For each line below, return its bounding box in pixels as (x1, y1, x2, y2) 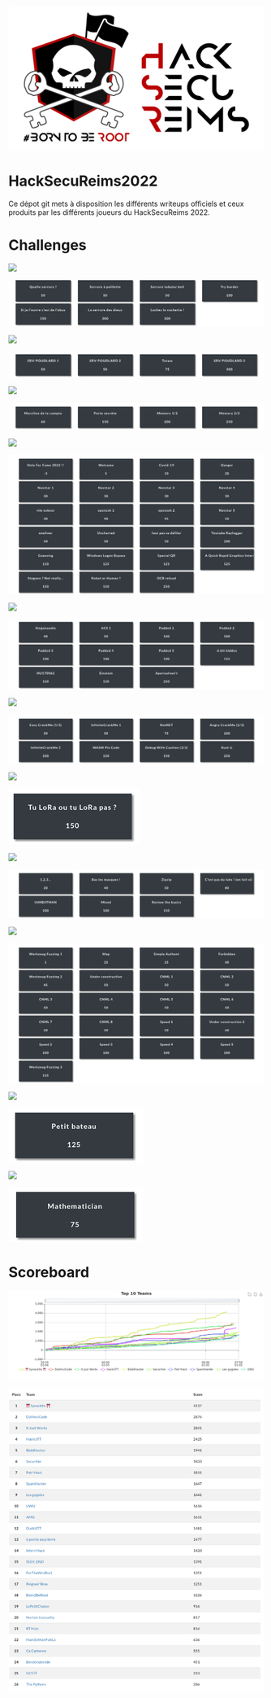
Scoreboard (8, 1263, 90, 1282)
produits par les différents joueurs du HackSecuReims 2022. (8, 207, 211, 217)
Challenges (8, 236, 87, 255)
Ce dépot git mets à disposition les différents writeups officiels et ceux (8, 199, 245, 208)
